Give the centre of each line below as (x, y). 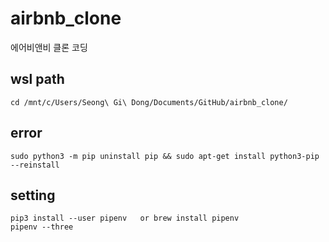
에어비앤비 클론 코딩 (49, 47)
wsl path (37, 79)
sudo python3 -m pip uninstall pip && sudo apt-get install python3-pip (165, 156)
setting (33, 195)
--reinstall (35, 165)
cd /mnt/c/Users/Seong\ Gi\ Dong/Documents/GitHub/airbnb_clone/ (149, 102)
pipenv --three (42, 227)
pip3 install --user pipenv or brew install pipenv (125, 218)
